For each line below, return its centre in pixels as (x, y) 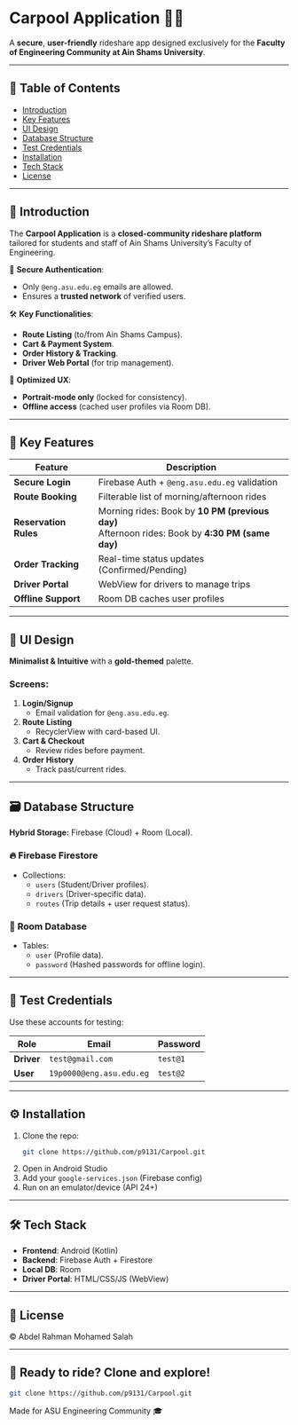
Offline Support (47, 599)
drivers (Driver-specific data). (90, 894)
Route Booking (45, 497)
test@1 (171, 1059)
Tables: (35, 945)
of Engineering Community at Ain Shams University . (107, 51)
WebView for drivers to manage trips (174, 585)
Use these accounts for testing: (67, 1022)
